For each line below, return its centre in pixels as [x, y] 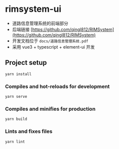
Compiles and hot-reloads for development [58, 86]
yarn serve [16, 97]
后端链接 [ [22, 29]
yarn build [16, 119]
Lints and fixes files [29, 131]
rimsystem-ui [33, 9]
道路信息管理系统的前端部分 [40, 23]
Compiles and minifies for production [50, 109]
